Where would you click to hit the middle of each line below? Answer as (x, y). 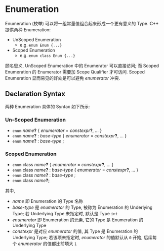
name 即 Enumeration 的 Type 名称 (48, 201)
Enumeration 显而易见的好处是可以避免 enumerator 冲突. (62, 78)
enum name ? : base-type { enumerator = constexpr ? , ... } (69, 136)
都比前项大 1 (64, 244)
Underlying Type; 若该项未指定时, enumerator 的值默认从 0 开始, (77, 238)
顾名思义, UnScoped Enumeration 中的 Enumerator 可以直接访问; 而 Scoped (82, 65)
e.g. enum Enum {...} (41, 45)
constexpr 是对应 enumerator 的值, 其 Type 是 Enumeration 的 (75, 231)
